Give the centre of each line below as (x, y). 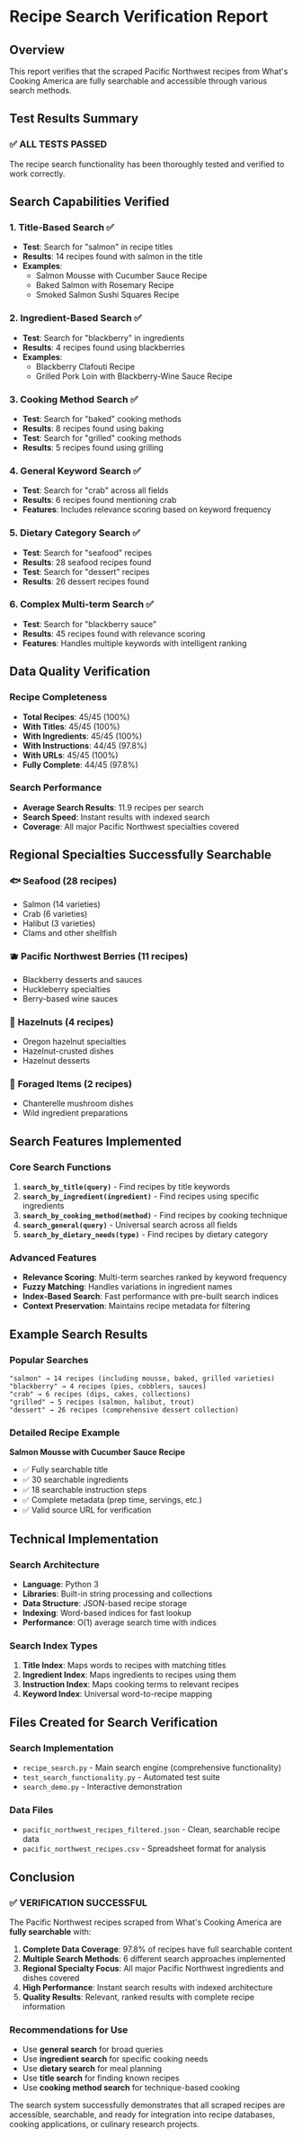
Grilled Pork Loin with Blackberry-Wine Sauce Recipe (134, 376)
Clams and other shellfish (69, 932)
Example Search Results (79, 1334)
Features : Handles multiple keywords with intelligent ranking (134, 643)
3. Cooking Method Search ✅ (74, 400)
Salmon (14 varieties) (61, 904)
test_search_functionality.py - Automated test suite (121, 1777)
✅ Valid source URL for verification (87, 1510)
